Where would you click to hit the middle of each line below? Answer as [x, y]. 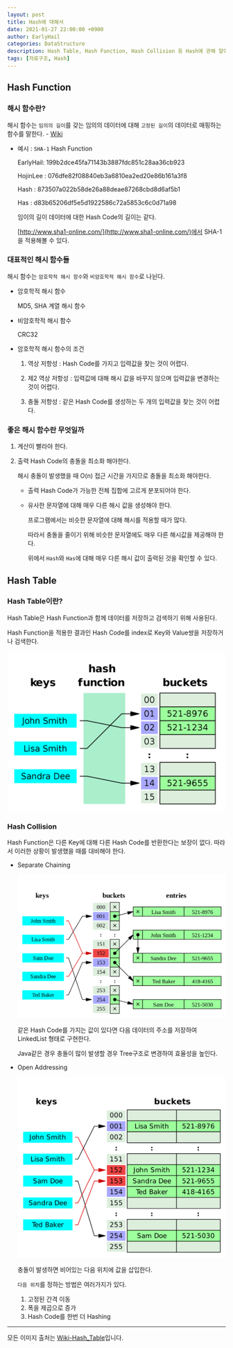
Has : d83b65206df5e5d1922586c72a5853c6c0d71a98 [97, 202]
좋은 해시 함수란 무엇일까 [46, 430]
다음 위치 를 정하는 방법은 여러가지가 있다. [72, 1284]
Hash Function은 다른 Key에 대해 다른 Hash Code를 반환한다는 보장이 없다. [110, 842]
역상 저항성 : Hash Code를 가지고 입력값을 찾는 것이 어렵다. [108, 363]
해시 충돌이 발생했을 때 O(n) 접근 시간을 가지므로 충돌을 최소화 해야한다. [114, 476]
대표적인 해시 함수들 [38, 260]
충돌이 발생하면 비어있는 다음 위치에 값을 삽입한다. [85, 1270]
